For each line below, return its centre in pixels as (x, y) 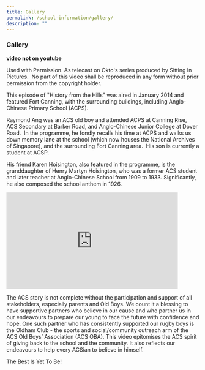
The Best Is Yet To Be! (34, 361)
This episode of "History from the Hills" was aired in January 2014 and (95, 95)
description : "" (27, 23)
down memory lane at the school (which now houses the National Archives (101, 139)
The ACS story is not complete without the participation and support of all (99, 297)
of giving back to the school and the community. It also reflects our (91, 343)
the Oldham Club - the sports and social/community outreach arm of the (97, 330)
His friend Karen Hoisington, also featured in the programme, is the (91, 164)
